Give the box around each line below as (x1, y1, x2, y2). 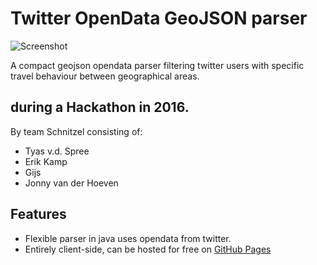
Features (10, 206, 67, 223)
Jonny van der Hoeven (24, 177, 119, 189)
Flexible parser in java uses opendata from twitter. (24, 232, 232, 244)
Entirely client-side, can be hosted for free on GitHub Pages (24, 243, 272, 255)
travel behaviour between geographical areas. (10, 70, 200, 82)
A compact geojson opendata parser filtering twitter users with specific (10, 59, 305, 71)
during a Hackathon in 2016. (10, 99, 190, 116)
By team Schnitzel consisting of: (10, 125, 143, 137)
